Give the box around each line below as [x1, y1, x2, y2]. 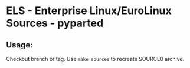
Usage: [6, 40, 34, 50]
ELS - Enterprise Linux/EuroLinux [6, 4, 172, 18]
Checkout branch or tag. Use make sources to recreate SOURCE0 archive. [6, 56, 185, 62]
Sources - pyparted [6, 16, 104, 30]
